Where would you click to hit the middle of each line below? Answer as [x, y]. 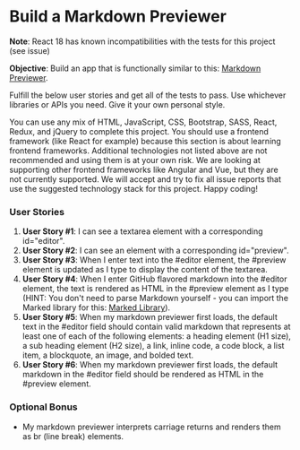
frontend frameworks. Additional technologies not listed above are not [138, 151]
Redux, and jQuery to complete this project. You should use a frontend [139, 131]
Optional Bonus [43, 407]
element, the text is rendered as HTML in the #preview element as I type [155, 289]
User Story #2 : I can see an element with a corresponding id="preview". [155, 251]
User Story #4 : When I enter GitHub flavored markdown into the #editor [154, 279]
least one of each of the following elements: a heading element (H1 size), [156, 336]
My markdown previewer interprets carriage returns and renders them [151, 427]
